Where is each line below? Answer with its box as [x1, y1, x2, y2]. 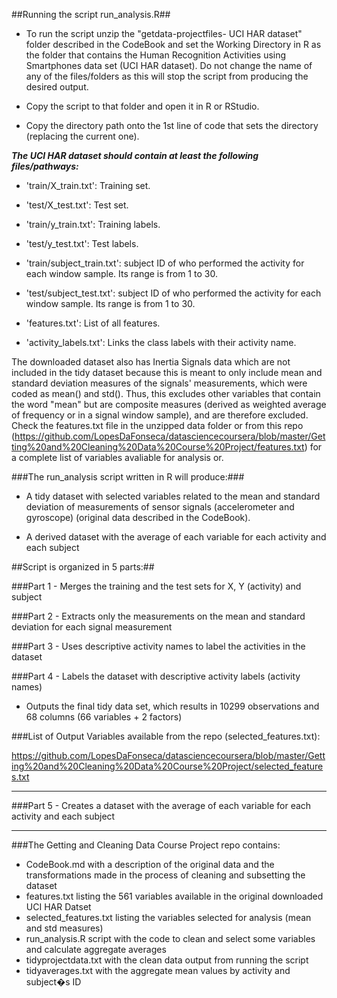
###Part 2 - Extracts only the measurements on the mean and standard [11, 610, 306, 622]
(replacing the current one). [25, 130, 140, 142]
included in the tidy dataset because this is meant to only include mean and [11, 367, 323, 378]
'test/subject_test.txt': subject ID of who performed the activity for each [25, 287, 322, 299]
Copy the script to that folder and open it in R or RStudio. [25, 100, 260, 112]
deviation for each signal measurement [11, 621, 173, 633]
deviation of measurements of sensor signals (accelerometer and [25, 501, 295, 513]
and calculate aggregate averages [25, 944, 167, 955]
